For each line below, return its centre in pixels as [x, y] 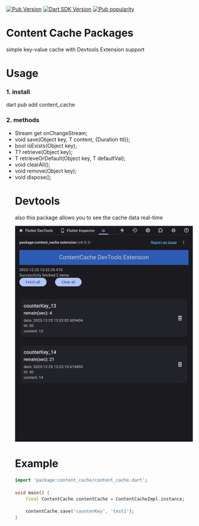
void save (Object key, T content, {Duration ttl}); [72, 139]
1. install [18, 92]
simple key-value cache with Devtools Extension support [76, 49]
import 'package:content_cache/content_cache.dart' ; [81, 480]
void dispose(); [33, 177]
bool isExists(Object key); [46, 146]
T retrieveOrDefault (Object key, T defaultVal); [70, 158]
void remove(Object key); [46, 171]
